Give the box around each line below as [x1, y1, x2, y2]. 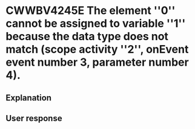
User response [5, 113, 62, 124]
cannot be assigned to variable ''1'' [5, 16, 186, 30]
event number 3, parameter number [5, 55, 189, 69]
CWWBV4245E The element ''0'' [5, 4, 176, 18]
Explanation [5, 92, 52, 103]
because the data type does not [5, 30, 169, 43]
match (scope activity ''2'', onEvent [5, 43, 189, 57]
